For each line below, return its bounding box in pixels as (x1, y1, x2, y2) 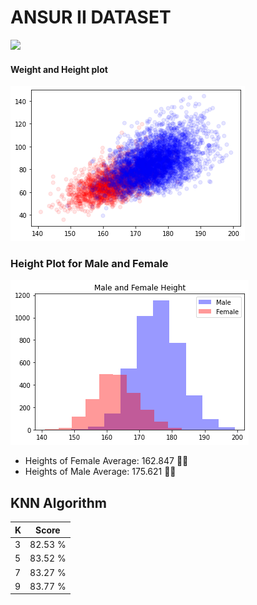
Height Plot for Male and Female (10, 257, 169, 271)
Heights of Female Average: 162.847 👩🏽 (24, 455, 189, 467)
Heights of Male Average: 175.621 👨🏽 (24, 466, 177, 478)
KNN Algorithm (10, 494, 107, 511)
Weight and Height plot (10, 63, 108, 75)
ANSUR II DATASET (10, 6, 172, 29)
